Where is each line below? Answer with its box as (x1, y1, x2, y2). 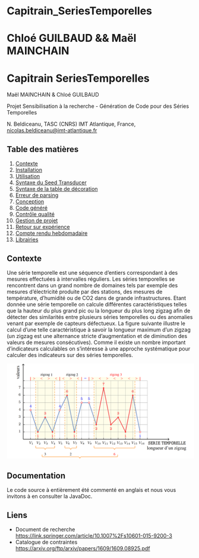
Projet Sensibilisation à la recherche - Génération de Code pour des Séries (7, 103, 189, 110)
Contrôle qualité (15, 210, 55, 218)
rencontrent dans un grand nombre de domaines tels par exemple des (7, 281, 178, 289)
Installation (15, 166, 43, 173)
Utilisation (15, 173, 40, 180)
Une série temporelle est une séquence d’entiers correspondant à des (7, 269, 178, 276)
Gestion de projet (15, 217, 58, 224)
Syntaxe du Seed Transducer (15, 179, 87, 186)
